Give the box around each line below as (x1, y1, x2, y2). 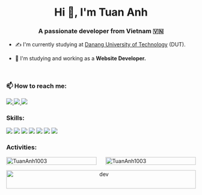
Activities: (6, 143, 37, 151)
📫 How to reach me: (6, 82, 67, 90)
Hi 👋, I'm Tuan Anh (54, 5, 148, 19)
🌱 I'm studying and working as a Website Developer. (14, 55, 146, 62)
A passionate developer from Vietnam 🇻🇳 (38, 27, 164, 36)
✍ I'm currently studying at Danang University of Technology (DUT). (14, 41, 186, 48)
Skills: (6, 114, 25, 122)
